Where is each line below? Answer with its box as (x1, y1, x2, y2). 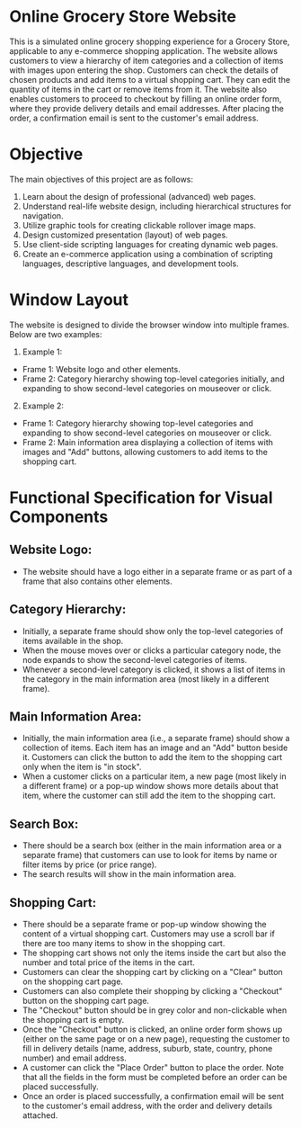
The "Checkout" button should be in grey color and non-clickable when (22, 1005, 288, 1016)
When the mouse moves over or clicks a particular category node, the (22, 645, 281, 656)
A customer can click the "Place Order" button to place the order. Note (22, 1062, 285, 1073)
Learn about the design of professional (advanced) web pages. (22, 191, 256, 201)
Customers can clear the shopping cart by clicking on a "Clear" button (22, 967, 283, 978)
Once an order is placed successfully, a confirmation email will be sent (22, 1091, 285, 1102)
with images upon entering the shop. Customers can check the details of (9, 65, 279, 76)
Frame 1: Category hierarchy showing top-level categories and (22, 417, 253, 428)
